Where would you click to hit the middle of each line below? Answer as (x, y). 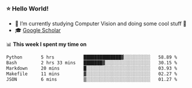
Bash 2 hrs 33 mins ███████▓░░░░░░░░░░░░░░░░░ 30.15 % (92, 63)
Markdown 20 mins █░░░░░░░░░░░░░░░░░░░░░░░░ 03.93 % (92, 69)
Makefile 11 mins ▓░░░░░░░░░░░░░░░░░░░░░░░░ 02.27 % (92, 74)
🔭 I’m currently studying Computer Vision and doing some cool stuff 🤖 (100, 24)
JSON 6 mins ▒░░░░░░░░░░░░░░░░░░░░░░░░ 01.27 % (92, 79)
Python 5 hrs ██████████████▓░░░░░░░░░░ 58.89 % (92, 57)
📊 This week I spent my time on (47, 44)
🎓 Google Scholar (38, 30)
